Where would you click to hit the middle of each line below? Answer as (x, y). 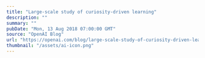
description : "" (27, 18)
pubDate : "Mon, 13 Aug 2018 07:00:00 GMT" (61, 29)
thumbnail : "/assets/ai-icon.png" (50, 46)
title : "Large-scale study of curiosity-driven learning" (81, 12)
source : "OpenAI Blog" (35, 34)
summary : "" (21, 23)
